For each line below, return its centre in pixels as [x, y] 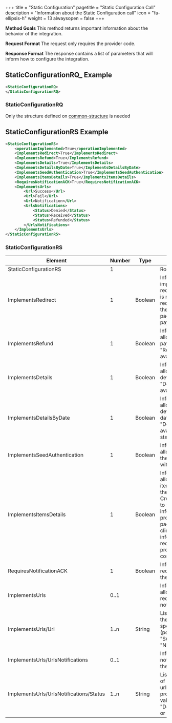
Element [56, 261]
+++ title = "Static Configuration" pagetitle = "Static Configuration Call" [81, 7]
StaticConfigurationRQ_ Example [59, 75]
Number [120, 261]
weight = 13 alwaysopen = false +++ [66, 18]
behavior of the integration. [34, 34]
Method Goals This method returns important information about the [77, 28]
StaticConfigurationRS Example [57, 132]
